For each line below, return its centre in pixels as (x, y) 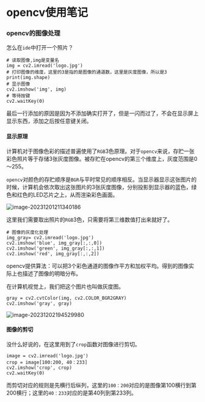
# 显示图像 (18, 84)
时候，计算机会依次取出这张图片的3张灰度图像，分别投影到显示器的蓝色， (99, 187)
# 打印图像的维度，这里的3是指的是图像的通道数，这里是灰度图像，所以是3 (87, 72)
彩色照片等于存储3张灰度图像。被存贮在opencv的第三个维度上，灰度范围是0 (102, 158)
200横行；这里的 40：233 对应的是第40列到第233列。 (72, 393)
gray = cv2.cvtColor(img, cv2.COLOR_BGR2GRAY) (67, 298)
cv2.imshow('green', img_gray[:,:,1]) (56, 248)
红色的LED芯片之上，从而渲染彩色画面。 (67, 195)
